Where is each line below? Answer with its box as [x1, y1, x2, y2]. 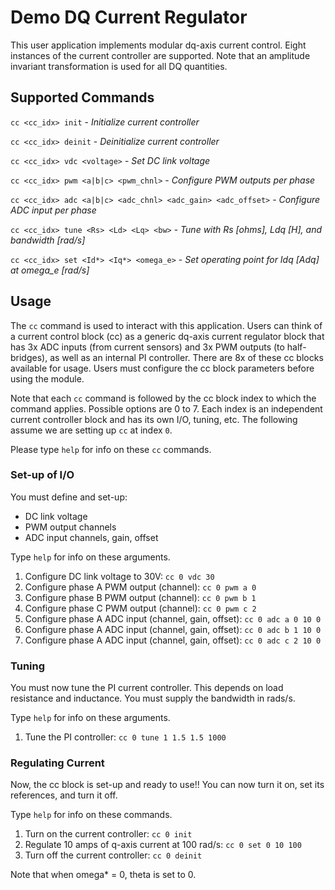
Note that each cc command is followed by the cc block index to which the [10, 392, 317, 404]
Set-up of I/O [10, 468, 75, 482]
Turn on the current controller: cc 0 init [24, 828, 193, 840]
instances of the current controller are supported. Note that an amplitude [10, 49, 311, 61]
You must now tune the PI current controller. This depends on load [10, 682, 284, 694]
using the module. [10, 372, 85, 385]
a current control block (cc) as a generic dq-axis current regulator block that [10, 330, 325, 342]
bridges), [10, 351, 48, 363]
